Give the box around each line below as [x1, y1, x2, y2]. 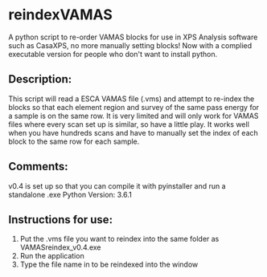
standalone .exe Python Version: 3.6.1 [8, 189, 133, 199]
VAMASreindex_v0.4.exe [19, 242, 101, 252]
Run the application [19, 251, 84, 261]
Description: [8, 72, 72, 86]
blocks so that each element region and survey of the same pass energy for [8, 102, 260, 112]
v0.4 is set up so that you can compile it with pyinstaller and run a [8, 181, 227, 190]
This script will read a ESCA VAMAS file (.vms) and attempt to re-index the [8, 94, 255, 104]
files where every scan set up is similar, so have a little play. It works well [8, 119, 249, 129]
